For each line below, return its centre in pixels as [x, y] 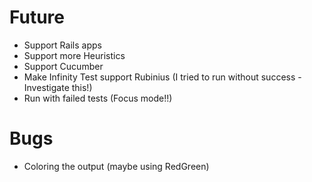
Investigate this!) [58, 87]
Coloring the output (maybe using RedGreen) [116, 166]
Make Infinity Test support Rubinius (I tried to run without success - [162, 77]
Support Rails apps [62, 45]
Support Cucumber [63, 66]
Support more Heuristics [74, 55]
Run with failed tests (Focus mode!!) [98, 98]
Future [37, 17]
